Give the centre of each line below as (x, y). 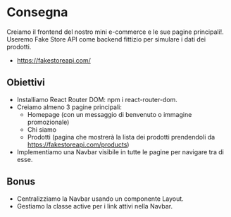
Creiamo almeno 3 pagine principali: (69, 107)
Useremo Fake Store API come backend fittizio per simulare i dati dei (106, 39)
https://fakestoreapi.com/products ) (78, 144)
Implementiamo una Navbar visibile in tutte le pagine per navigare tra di (120, 151)
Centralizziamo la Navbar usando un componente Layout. (100, 199)
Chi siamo (42, 129)
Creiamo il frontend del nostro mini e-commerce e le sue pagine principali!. (115, 32)
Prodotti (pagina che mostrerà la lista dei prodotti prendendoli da (121, 137)
